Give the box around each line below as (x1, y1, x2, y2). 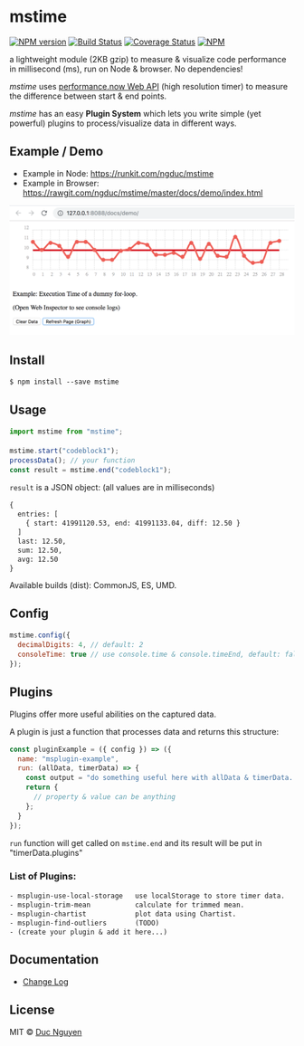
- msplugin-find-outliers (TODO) (9, 918, 160, 927)
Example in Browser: (22, 177, 100, 188)
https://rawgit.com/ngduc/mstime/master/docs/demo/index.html (22, 187, 263, 198)
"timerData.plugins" (9, 847, 83, 858)
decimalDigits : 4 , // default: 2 (17, 641, 144, 650)
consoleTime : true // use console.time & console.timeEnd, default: (17, 650, 281, 660)
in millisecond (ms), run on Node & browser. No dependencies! (9, 63, 243, 74)
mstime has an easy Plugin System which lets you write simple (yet (9, 108, 261, 119)
